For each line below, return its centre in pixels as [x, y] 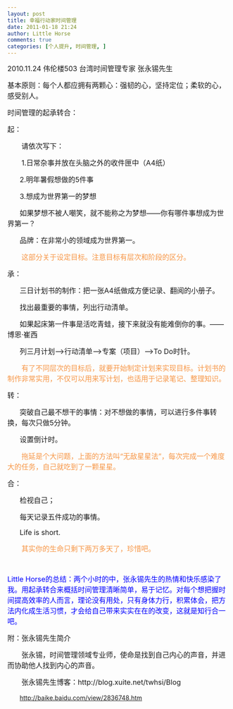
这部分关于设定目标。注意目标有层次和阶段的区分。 [106, 257]
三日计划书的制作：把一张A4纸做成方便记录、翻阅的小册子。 [120, 291]
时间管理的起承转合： [43, 112]
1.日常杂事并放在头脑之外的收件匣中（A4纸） [96, 163]
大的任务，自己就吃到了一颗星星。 [64, 467]
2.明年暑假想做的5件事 [57, 179]
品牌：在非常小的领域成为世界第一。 [80, 240]
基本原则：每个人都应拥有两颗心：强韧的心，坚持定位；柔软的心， [117, 85]
